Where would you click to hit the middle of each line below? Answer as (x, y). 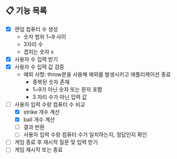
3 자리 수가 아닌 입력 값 (60, 97)
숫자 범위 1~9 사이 (45, 36)
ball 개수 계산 (39, 120)
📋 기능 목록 (26, 11)
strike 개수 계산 (42, 112)
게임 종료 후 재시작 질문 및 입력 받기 (56, 142)
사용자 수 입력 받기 (36, 59)
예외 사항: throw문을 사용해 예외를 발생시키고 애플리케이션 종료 (97, 74)
